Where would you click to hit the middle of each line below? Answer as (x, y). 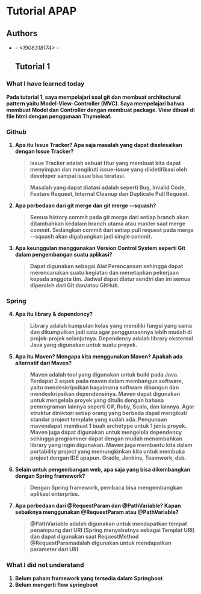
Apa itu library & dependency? (54, 314)
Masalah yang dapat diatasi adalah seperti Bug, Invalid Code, (108, 187)
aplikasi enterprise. (55, 494)
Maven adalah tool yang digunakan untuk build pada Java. (104, 375)
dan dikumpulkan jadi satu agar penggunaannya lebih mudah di (111, 332)
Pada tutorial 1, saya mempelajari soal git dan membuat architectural (94, 97)
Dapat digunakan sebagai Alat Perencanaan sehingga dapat (107, 266)
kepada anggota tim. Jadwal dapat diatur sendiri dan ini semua (110, 279)
